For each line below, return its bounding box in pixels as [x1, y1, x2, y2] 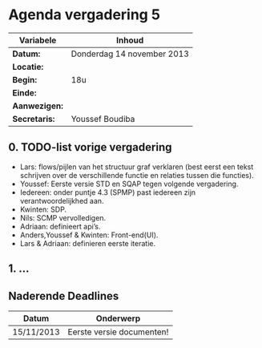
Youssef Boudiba [71, 113, 135, 124]
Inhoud [115, 34, 144, 46]
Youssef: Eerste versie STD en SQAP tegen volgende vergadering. [19, 179, 239, 188]
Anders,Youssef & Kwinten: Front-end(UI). [19, 230, 159, 240]
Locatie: [12, 61, 44, 72]
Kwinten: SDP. [19, 204, 67, 214]
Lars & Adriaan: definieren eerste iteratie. [19, 238, 156, 248]
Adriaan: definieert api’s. [19, 221, 101, 231]
